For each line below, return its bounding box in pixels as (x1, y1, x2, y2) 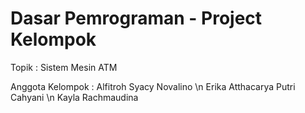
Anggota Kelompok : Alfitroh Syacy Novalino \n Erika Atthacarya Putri (10, 80, 296, 92)
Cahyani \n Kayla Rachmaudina (10, 91, 139, 103)
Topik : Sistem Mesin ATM (10, 61, 118, 73)
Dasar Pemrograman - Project (10, 7, 263, 30)
